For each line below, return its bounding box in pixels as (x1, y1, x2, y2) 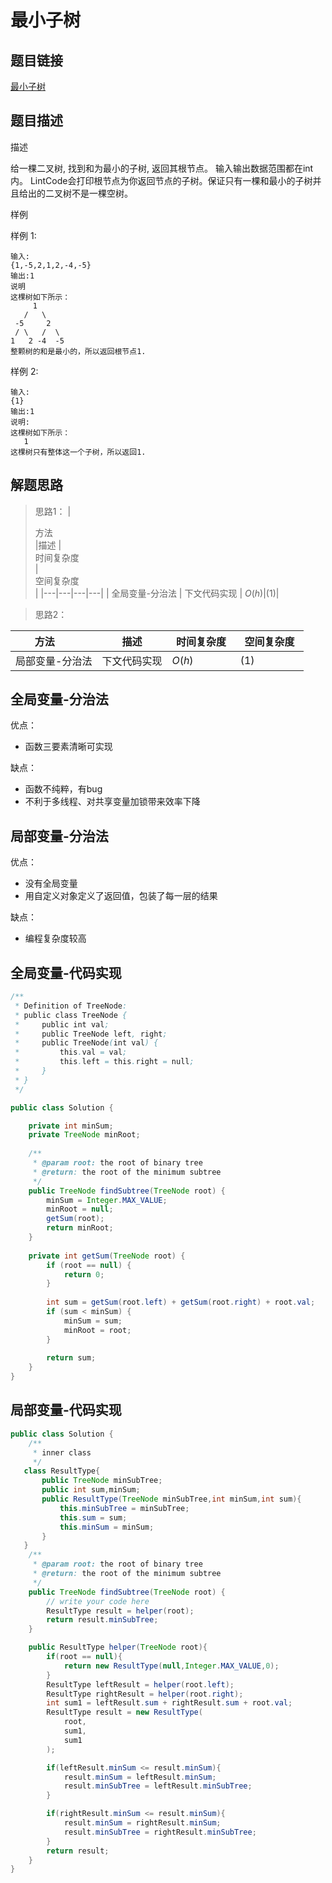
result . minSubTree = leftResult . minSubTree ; (63, 1781, 253, 1791)
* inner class (32, 1447, 92, 1458)
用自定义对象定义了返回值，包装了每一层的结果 (24, 890, 218, 902)
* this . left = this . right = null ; (14, 1057, 195, 1067)
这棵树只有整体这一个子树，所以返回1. (10, 447, 147, 457)
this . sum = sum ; (59, 1512, 128, 1523)
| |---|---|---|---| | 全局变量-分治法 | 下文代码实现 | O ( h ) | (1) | (34, 587, 280, 599)
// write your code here (46, 1596, 150, 1606)
